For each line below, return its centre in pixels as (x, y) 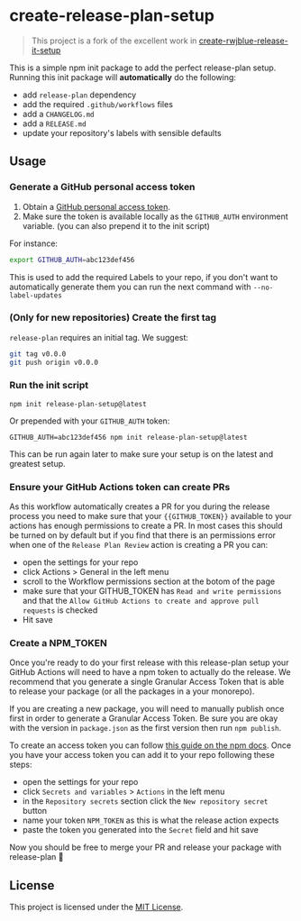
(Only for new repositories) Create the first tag (113, 318)
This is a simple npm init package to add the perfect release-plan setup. (143, 68)
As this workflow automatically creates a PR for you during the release (140, 506)
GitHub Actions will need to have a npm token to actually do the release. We (150, 672)
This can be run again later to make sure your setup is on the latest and (141, 454)
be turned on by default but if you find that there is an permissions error (143, 535)
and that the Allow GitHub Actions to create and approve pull (141, 601)
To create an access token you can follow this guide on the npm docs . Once (150, 745)
